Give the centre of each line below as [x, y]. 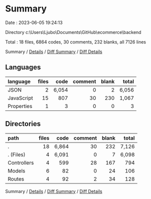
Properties [20, 106]
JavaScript [21, 98]
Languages [23, 67]
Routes [16, 179]
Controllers [21, 162]
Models [17, 170]
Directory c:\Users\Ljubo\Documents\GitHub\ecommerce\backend [73, 32]
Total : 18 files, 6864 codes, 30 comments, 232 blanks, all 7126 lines [76, 42]
